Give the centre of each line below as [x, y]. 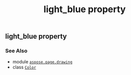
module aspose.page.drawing [42, 62]
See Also [16, 51]
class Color [24, 67]
